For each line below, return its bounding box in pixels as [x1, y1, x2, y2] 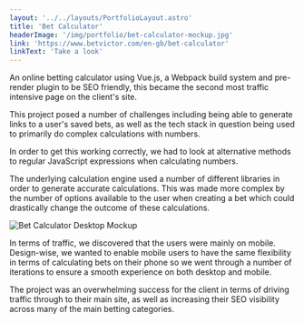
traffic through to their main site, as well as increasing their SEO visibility [9, 294, 279, 305]
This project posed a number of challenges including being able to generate [9, 109, 293, 120]
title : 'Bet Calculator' [9, 22, 103, 31]
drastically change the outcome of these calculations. [9, 202, 211, 214]
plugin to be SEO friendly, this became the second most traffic [35, 82, 270, 93]
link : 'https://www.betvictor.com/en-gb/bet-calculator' [9, 38, 230, 48]
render [9, 82, 34, 93]
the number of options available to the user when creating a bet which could [9, 193, 295, 204]
